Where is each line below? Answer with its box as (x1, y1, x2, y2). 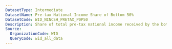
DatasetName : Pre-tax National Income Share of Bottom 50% (5, 12, 134, 17)
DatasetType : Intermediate (5, 7, 63, 13)
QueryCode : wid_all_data (10, 36, 63, 41)
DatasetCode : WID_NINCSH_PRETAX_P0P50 (5, 17, 88, 22)
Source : (5, 27, 22, 32)
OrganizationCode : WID (10, 31, 58, 36)
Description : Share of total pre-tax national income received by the (5, 21, 159, 27)
